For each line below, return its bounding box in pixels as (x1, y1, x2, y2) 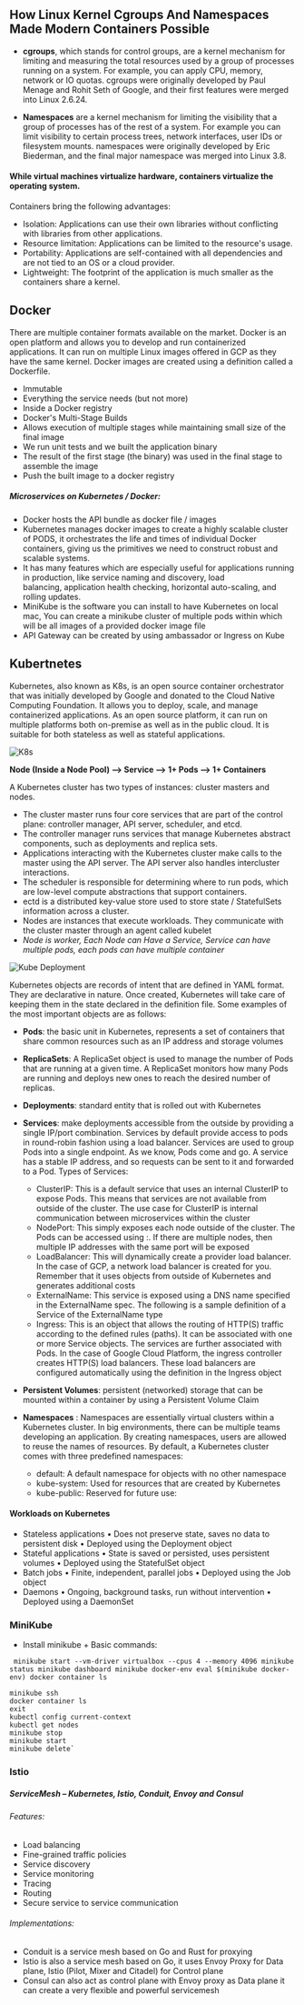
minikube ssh (9, 1689, 59, 1699)
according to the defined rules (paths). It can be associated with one (35, 1328, 293, 1339)
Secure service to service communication (22, 1897, 179, 1908)
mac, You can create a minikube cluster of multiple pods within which (22, 610, 283, 621)
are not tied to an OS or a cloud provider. (22, 257, 175, 268)
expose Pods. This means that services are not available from (35, 1193, 267, 1204)
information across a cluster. (22, 905, 130, 917)
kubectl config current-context (9, 1713, 132, 1722)
